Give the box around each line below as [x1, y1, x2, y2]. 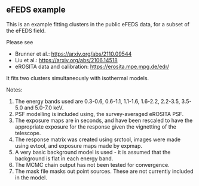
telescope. [14, 129, 41, 136]
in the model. [14, 173, 48, 181]
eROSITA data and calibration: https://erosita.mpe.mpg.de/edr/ [14, 63, 169, 70]
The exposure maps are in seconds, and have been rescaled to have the [14, 117, 193, 124]
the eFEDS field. [6, 27, 46, 34]
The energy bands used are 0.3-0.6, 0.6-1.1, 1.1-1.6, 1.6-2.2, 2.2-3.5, [14, 97, 180, 105]
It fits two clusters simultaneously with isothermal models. [6, 74, 149, 81]
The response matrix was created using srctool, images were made [14, 136, 181, 143]
